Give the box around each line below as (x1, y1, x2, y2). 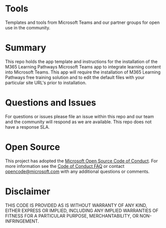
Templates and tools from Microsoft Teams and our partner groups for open (5, 19, 160, 25)
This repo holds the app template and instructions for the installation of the (5, 58, 158, 65)
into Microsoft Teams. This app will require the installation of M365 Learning (5, 69, 161, 75)
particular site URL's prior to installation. (5, 79, 87, 85)
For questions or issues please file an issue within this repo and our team (5, 113, 154, 119)
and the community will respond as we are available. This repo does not (5, 119, 152, 125)
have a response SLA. (5, 124, 50, 130)
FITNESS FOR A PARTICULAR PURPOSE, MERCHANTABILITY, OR (5, 213, 139, 219)
